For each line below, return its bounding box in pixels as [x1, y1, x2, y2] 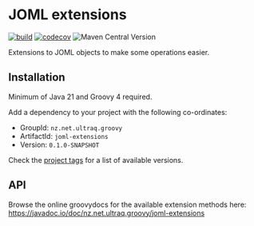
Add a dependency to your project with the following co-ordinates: [8, 107, 228, 117]
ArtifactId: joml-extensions [19, 131, 109, 141]
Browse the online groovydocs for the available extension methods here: [8, 200, 247, 209]
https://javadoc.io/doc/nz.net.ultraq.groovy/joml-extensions [8, 208, 205, 217]
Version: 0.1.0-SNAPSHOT [19, 140, 100, 149]
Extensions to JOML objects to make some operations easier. [8, 47, 210, 57]
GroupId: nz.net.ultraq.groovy [19, 122, 123, 133]
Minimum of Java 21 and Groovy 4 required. [8, 92, 153, 101]
